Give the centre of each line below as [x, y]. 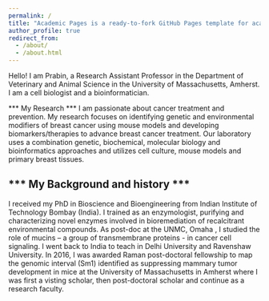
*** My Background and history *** [99, 185]
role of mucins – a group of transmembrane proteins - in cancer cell [120, 238]
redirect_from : [34, 38]
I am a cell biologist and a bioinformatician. [79, 92]
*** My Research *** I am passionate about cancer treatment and [116, 108]
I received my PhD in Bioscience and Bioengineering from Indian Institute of [133, 203]
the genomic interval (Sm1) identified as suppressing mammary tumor [123, 263]
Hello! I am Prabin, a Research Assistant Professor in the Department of [126, 76]
